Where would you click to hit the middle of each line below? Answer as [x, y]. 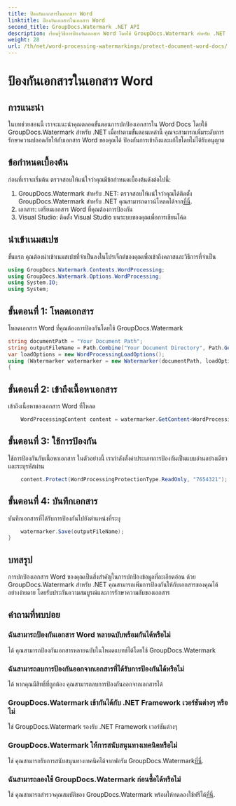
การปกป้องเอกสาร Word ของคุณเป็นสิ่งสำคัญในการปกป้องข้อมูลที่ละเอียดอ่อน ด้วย [102, 577]
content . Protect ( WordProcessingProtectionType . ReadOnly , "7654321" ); [124, 479]
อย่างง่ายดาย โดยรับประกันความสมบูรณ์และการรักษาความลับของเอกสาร [89, 593]
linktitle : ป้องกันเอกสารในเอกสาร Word [57, 20]
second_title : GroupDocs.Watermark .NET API [74, 27]
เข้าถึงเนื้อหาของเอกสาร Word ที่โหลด [52, 406]
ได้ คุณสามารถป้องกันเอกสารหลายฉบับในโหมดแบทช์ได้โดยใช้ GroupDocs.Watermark [112, 650]
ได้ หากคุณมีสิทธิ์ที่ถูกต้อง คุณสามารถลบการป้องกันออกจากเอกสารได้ [85, 684]
